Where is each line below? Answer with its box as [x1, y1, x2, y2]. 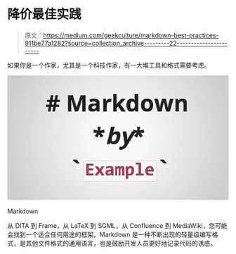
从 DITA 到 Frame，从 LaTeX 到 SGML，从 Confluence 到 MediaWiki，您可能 [7, 222, 228, 230]
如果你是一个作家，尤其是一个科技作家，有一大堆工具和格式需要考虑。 [7, 61, 211, 69]
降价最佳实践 [7, 6, 82, 23]
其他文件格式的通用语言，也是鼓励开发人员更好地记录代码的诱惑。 [25, 239, 216, 248]
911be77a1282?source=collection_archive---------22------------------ [24, 39, 228, 47]
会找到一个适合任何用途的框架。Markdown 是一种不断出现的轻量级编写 [7, 230, 212, 239]
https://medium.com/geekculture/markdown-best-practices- [43, 31, 219, 39]
